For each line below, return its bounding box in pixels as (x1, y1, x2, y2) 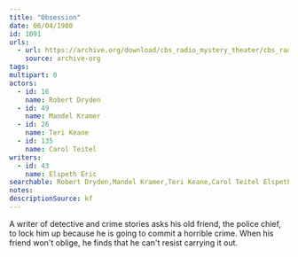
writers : (9, 152, 42, 162)
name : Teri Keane (25, 128, 90, 137)
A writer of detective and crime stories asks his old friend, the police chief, (9, 218, 282, 229)
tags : (9, 63, 29, 72)
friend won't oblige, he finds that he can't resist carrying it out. (9, 237, 238, 248)
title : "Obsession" (9, 12, 82, 22)
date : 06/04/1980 (9, 21, 74, 30)
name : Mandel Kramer (25, 112, 101, 121)
